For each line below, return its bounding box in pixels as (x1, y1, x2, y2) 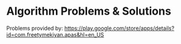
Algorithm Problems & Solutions (6, 4, 172, 18)
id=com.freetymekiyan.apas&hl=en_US (6, 31, 105, 38)
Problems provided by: (6, 24, 63, 32)
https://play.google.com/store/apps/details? (64, 24, 175, 32)
